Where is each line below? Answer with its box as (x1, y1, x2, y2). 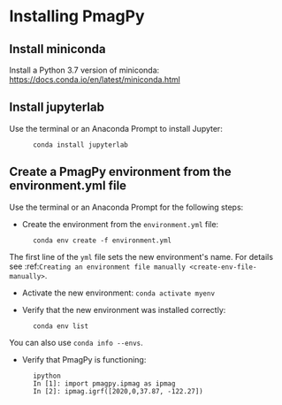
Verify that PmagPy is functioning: (21, 354, 147, 364)
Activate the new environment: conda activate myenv (21, 287, 215, 298)
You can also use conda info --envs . (9, 337, 143, 348)
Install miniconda (9, 42, 106, 57)
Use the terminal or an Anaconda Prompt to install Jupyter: (9, 123, 223, 134)
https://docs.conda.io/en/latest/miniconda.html (9, 74, 181, 85)
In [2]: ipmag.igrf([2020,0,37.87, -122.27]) (32, 386, 203, 395)
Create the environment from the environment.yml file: (21, 218, 219, 229)
